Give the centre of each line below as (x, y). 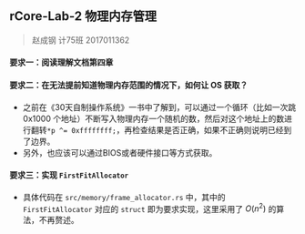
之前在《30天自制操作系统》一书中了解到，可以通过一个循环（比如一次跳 (159, 107)
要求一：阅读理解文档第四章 (61, 63)
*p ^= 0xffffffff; (81, 130)
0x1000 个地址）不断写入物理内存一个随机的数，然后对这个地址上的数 (153, 118)
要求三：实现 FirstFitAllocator (69, 175)
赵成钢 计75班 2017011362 (81, 40)
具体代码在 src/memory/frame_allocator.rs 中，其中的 (124, 197)
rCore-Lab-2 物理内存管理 (83, 16)
